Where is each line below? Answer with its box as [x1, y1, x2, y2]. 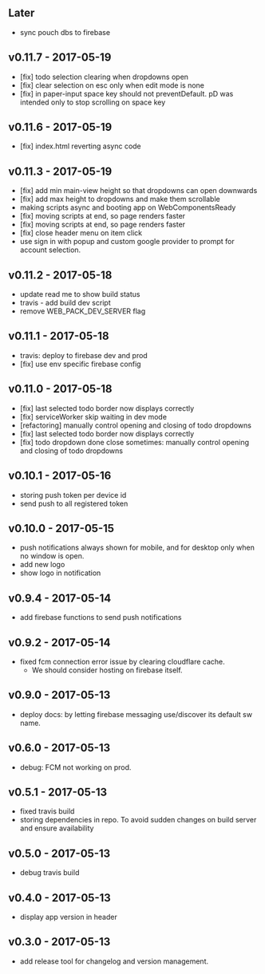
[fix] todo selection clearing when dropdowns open [19, 72, 189, 81]
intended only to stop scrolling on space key [19, 97, 166, 107]
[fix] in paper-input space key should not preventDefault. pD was [19, 89, 234, 98]
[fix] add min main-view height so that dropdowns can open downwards [19, 186, 258, 195]
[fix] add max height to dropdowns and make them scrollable [19, 195, 221, 204]
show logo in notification [19, 568, 101, 578]
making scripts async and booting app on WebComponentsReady [19, 203, 236, 212]
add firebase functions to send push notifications [19, 613, 182, 622]
